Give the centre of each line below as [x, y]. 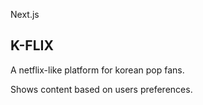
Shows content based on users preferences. [101, 89]
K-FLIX [32, 45]
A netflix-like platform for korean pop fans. [97, 70]
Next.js [25, 14]
